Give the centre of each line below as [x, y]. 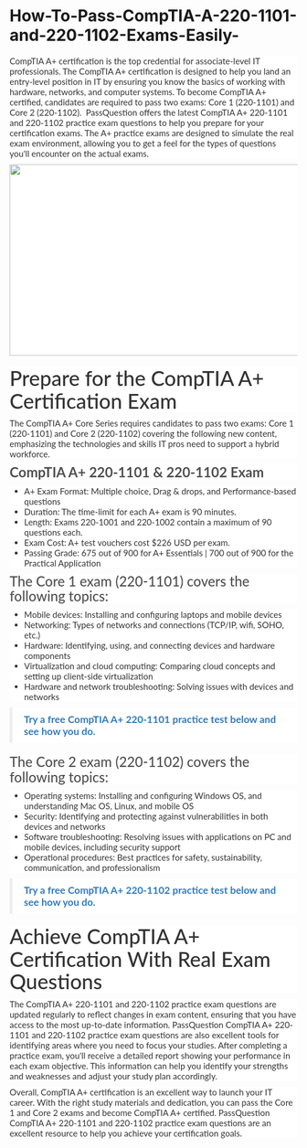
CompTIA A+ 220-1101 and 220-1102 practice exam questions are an [140, 1123]
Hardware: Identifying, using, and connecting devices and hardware [150, 646]
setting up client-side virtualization [89, 676]
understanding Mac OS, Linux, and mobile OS [109, 806]
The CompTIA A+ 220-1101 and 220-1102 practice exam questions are [143, 1004]
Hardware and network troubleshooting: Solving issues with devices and [159, 687]
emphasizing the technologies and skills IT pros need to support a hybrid [144, 444]
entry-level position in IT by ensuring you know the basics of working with [148, 81]
